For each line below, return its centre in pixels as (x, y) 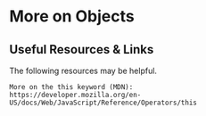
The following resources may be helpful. (83, 70)
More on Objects (72, 17)
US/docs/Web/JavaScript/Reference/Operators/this (103, 103)
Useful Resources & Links (82, 50)
